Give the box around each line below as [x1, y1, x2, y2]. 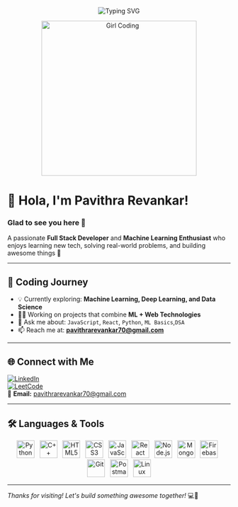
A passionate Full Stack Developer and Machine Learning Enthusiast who [7, 234, 226, 242]
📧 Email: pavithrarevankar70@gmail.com [7, 389, 127, 398]
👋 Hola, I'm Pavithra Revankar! [7, 193, 189, 209]
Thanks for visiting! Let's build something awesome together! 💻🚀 [7, 491, 199, 499]
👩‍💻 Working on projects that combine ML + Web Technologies [17, 310, 201, 319]
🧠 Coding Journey [7, 276, 89, 288]
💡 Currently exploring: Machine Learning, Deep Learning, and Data [17, 295, 216, 304]
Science [17, 303, 42, 312]
